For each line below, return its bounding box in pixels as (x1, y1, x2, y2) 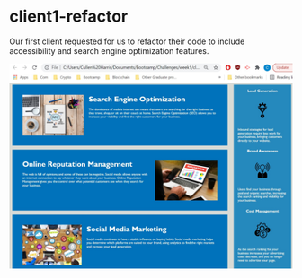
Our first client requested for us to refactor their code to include (9, 36, 245, 47)
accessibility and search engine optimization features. (9, 45, 209, 56)
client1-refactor (9, 6, 129, 27)
